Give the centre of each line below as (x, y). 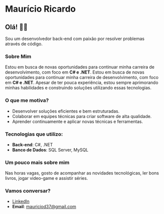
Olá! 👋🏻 (16, 27)
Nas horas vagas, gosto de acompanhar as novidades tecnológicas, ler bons (82, 173)
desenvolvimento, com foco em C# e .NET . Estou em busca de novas (75, 72)
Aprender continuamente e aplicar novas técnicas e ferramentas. (77, 121)
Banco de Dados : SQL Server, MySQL (50, 150)
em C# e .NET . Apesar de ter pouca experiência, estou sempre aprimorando (82, 83)
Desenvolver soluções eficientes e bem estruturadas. (66, 111)
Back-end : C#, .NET (32, 144)
